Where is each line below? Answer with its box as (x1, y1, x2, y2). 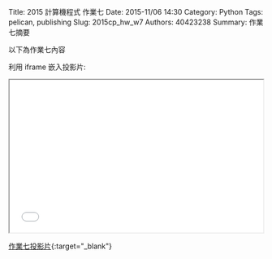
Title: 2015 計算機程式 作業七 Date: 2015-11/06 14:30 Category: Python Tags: (8, 7, 264, 16)
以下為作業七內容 (8, 45, 66, 55)
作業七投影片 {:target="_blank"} (8, 241, 112, 251)
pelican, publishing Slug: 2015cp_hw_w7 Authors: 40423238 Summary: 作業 (8, 17, 264, 27)
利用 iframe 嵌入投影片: (8, 62, 87, 72)
